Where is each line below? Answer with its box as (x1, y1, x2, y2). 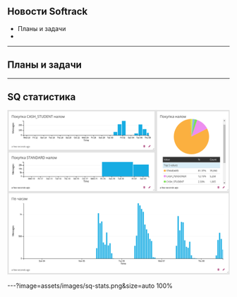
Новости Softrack (7, 6, 88, 18)
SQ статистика (7, 91, 76, 103)
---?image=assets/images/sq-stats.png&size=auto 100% (7, 281, 173, 290)
